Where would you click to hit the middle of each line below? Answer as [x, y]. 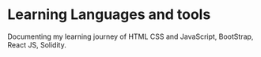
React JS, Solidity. [37, 44]
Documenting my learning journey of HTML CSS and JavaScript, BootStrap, [130, 36]
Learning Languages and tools [109, 15]
